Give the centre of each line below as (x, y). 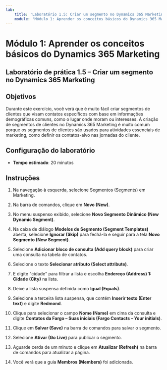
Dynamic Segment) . (34, 220)
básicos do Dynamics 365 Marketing (83, 54)
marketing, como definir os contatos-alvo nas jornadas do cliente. (73, 135)
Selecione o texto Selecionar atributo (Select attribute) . (70, 264)
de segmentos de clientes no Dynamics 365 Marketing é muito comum (78, 124)
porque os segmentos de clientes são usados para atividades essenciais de (83, 130)
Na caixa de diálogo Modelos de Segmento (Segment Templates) (81, 229)
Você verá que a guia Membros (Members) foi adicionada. (73, 362)
